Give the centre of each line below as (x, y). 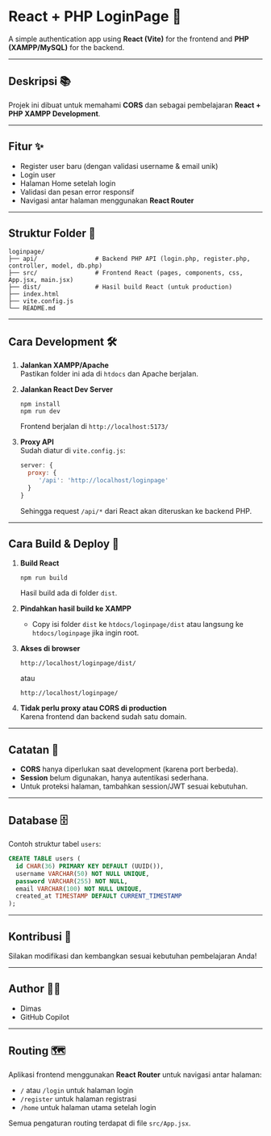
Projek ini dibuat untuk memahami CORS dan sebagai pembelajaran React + (135, 105)
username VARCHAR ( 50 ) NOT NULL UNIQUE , (83, 873)
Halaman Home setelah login (68, 183)
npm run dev (40, 411)
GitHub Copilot (45, 1016)
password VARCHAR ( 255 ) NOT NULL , (72, 881)
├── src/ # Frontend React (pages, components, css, (126, 273)
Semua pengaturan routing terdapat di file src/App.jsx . (100, 1123)
